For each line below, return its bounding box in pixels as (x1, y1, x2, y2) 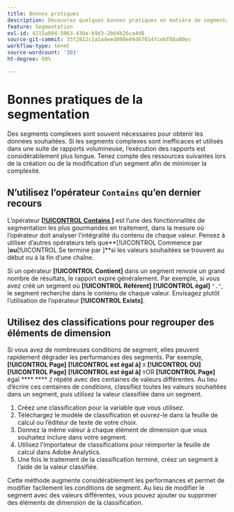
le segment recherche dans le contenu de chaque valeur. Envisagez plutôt (7, 288, 220, 297)
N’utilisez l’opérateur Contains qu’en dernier (7, 187, 201, 199)
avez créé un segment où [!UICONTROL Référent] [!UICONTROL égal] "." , (7, 281, 224, 290)
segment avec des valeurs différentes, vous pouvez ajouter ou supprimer (7, 491, 217, 499)
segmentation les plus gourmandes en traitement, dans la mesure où (7, 224, 205, 232)
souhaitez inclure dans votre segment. (17, 433, 127, 442)
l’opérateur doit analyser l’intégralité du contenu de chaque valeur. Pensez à (7, 231, 226, 239)
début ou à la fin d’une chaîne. (7, 253, 94, 261)
